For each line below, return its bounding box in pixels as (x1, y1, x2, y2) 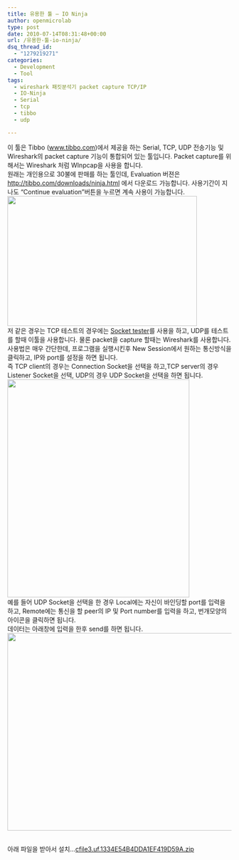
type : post (7, 23, 40, 31)
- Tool (14, 70, 33, 77)
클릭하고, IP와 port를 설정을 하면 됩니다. (7, 353, 118, 362)
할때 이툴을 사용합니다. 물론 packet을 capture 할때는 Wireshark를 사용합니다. (14, 335, 231, 344)
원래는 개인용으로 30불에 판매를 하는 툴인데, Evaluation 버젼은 (7, 169, 180, 178)
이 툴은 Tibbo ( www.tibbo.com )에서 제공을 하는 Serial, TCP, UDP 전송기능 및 (7, 143, 224, 152)
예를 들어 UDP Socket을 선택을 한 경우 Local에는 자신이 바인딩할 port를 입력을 (7, 597, 226, 606)
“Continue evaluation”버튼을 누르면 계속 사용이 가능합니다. (20, 187, 185, 196)
